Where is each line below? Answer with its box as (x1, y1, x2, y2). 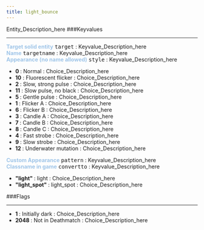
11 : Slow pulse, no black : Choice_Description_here (15, 87, 144, 94)
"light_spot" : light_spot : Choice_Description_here (15, 181, 143, 188)
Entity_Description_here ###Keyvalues (6, 25, 103, 33)
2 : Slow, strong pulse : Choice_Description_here (15, 80, 137, 88)
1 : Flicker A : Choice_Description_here (15, 99, 111, 107)
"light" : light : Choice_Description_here (15, 174, 115, 182)
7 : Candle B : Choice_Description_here (15, 119, 114, 126)
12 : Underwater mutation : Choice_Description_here (15, 145, 146, 152)
